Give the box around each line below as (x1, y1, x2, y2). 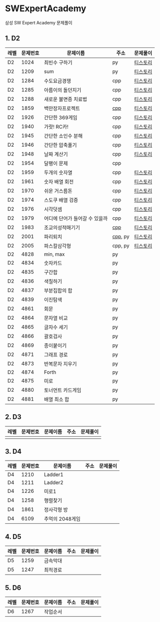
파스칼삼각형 (44, 243, 71, 249)
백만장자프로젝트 (44, 105, 80, 111)
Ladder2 (44, 479, 64, 486)
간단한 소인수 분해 (44, 133, 83, 139)
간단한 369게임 (44, 114, 78, 121)
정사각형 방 (44, 507, 68, 513)
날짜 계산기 (44, 151, 68, 157)
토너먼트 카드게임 (44, 387, 82, 394)
